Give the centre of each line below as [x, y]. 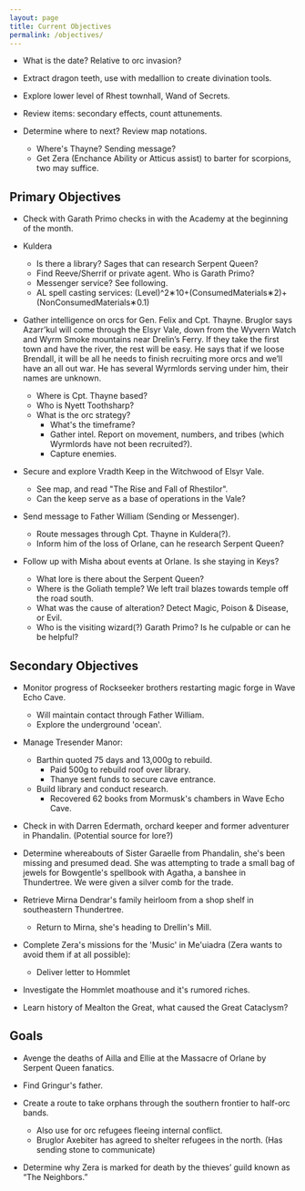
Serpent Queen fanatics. [68, 1067]
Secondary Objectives [74, 666]
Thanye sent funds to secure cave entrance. [133, 779]
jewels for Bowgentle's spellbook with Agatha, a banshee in [134, 872]
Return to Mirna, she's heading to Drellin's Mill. [124, 927]
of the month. [48, 229]
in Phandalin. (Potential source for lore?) [98, 835]
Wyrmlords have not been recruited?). [121, 444]
